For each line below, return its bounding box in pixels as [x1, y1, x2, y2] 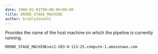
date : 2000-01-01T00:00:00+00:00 [5, 7, 74, 12]
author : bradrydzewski [5, 16, 52, 21]
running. [5, 35, 22, 41]
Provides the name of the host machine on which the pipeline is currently [5, 30, 154, 36]
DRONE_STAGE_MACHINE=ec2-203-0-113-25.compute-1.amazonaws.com [5, 45, 138, 50]
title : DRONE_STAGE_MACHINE [5, 12, 63, 17]
